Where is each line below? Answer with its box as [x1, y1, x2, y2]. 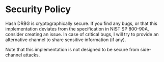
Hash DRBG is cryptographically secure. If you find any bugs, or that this [5, 20, 158, 26]
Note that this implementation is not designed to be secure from [5, 46, 140, 52]
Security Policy [5, 4, 71, 15]
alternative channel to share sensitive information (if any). [5, 37, 126, 43]
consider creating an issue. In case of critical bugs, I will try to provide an [5, 31, 159, 37]
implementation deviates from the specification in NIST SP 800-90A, [5, 25, 149, 32]
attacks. [23, 52, 40, 58]
